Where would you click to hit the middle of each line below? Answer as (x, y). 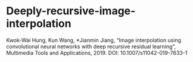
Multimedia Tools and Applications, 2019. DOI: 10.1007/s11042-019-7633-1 (97, 52)
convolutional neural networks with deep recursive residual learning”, (91, 46)
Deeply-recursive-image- (71, 11)
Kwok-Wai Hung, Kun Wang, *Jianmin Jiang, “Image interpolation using (94, 40)
